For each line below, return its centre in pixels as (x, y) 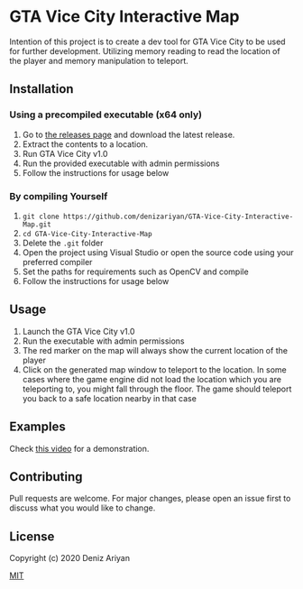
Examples (37, 427)
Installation (41, 89)
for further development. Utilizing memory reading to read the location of (145, 51)
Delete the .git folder (63, 243)
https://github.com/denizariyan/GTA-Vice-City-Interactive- (178, 216)
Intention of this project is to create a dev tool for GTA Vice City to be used (147, 41)
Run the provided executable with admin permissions (121, 163)
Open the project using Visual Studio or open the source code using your (158, 252)
